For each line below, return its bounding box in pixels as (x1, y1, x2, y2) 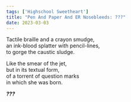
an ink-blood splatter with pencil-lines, (6, 42, 100, 49)
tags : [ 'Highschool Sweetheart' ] (6, 8, 89, 15)
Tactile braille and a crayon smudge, (6, 36, 95, 43)
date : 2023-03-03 (6, 20, 49, 26)
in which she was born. (6, 79, 63, 86)
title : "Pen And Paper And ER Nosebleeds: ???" (6, 14, 126, 20)
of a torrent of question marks (6, 72, 79, 80)
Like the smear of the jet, (6, 60, 67, 67)
